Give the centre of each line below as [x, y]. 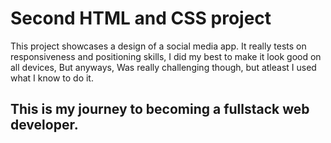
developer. [44, 125]
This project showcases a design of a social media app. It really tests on [158, 46]
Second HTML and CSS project [141, 18]
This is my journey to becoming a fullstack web [160, 109]
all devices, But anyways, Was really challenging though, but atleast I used [163, 67]
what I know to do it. [52, 78]
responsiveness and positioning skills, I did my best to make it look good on [166, 56]
